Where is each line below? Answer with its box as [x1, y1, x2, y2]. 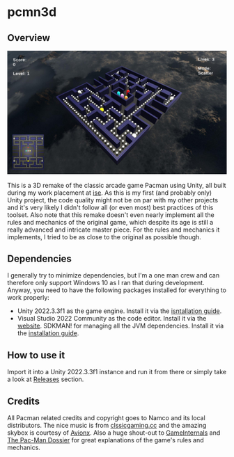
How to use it [7, 349, 65, 361]
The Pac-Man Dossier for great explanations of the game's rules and [7, 435, 204, 444]
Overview [7, 32, 51, 44]
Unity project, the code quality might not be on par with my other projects [7, 195, 218, 204]
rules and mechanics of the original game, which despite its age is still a [7, 218, 214, 226]
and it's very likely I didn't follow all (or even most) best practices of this [7, 203, 214, 211]
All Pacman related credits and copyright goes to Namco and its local [7, 413, 205, 422]
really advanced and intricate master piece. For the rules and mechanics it [7, 225, 220, 234]
